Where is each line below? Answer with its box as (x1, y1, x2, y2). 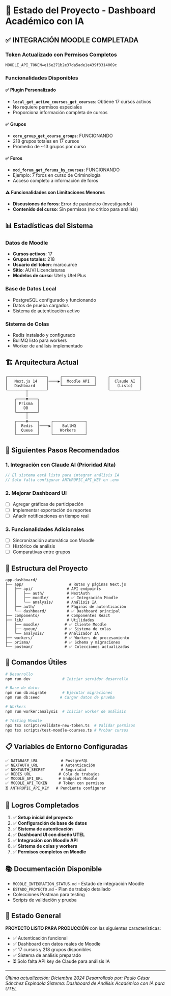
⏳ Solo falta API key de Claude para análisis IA (12, 958, 110, 964)
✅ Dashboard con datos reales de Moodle (12, 940, 101, 947)
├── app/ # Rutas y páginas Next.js (5, 582, 126, 587)
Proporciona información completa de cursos (12, 110, 108, 115)
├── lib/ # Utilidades (5, 617, 95, 623)
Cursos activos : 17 (12, 251, 52, 257)
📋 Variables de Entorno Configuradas (5, 742, 128, 751)
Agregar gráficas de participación (12, 501, 84, 507)
